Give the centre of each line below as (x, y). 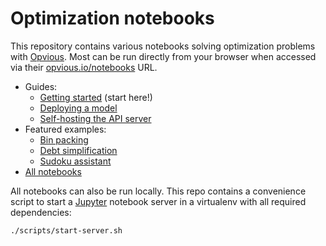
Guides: (41, 86)
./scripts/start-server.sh (66, 230)
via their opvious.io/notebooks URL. (84, 67)
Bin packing (64, 139)
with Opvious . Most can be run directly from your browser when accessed (163, 56)
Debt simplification (78, 150)
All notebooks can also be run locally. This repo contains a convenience (158, 191)
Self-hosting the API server (95, 118)
